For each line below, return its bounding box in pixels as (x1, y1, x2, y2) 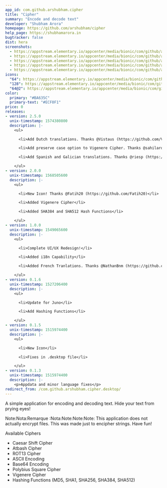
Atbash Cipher (12, 445, 42, 451)
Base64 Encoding (12, 461, 49, 467)
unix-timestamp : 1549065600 (9, 227, 68, 232)
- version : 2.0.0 (5, 168, 41, 173)
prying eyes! (5, 405, 31, 411)
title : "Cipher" (5, 12, 39, 17)
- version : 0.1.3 (5, 368, 41, 373)
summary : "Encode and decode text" (5, 16, 79, 21)
